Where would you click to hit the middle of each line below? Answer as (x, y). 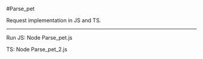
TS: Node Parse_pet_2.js (37, 49)
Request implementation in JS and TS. (54, 20)
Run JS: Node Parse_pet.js (39, 38)
